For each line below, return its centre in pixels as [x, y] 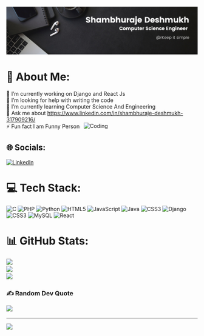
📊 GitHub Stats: [48, 241]
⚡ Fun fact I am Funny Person [43, 126]
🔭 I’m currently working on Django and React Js [66, 93]
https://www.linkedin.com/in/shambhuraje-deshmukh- [115, 113]
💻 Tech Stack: [44, 188]
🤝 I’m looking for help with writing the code [60, 100]
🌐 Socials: [26, 148]
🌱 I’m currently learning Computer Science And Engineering [81, 106]
